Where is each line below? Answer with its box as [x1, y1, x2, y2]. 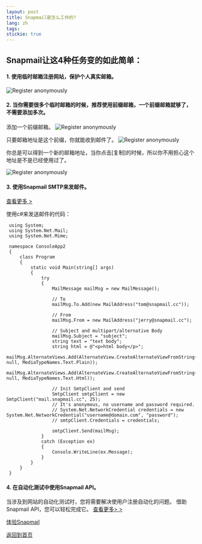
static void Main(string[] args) [30, 264, 114, 271]
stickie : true [6, 31, 42, 37]
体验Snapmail [6, 519, 40, 526]
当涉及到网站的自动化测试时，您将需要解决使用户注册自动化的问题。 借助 [6, 498, 187, 505]
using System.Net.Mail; [8, 228, 69, 234]
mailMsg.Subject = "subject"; [52, 333, 128, 339]
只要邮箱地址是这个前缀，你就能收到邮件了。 [6, 136, 117, 143]
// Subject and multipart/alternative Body [52, 328, 163, 334]
